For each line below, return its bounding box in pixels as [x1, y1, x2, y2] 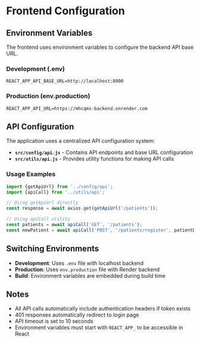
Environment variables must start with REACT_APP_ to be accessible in [14, 324, 183, 331]
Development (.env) [6, 64, 65, 73]
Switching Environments [6, 244, 99, 254]
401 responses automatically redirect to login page [14, 311, 139, 319]
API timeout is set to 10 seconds [14, 318, 93, 325]
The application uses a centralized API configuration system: [6, 137, 155, 145]
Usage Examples [6, 170, 56, 178]
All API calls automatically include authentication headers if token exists [14, 305, 191, 312]
